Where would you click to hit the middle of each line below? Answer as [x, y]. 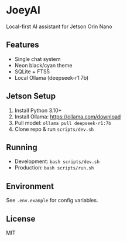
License [21, 218]
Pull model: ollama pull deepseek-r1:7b [63, 123]
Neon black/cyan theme [43, 65]
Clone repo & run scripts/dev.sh [54, 129]
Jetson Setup [31, 96]
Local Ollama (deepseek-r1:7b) [52, 77]
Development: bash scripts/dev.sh [57, 161]
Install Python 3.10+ [38, 110]
